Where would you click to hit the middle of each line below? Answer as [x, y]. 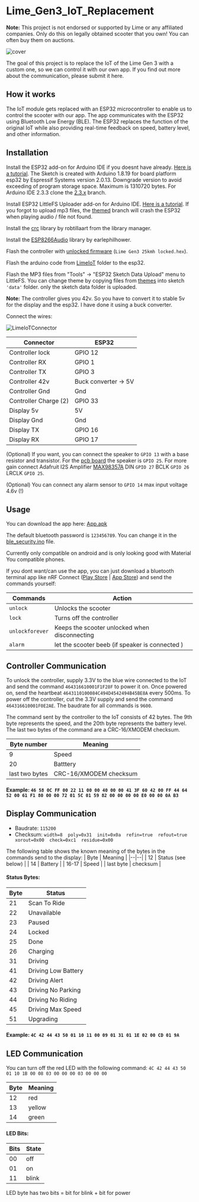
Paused [38, 922]
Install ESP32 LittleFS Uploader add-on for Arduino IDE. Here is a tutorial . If [98, 204]
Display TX [24, 429]
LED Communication [45, 1054]
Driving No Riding [52, 999]
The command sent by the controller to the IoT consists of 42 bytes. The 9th [99, 717]
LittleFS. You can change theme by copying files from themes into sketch [95, 280]
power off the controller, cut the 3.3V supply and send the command [90, 699]
